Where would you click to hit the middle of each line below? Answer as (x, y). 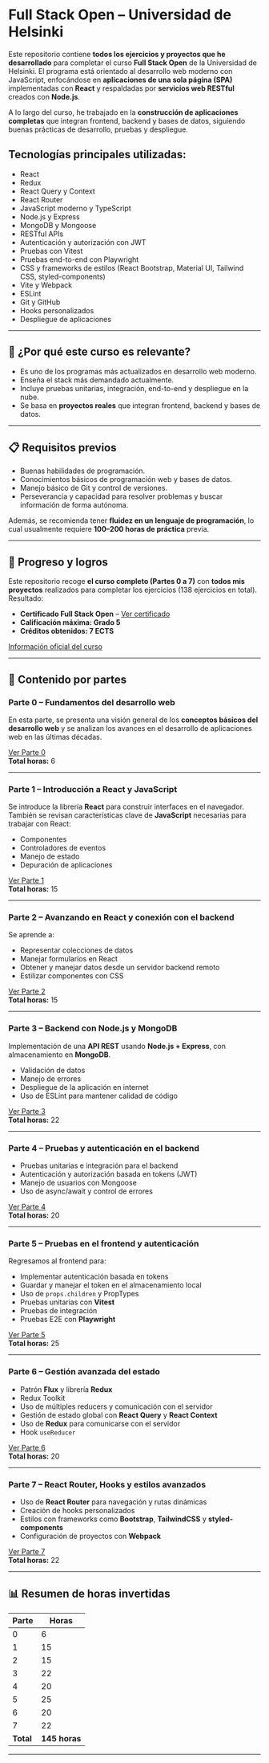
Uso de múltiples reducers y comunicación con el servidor (116, 1406)
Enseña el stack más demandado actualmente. (97, 380)
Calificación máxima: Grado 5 (70, 622)
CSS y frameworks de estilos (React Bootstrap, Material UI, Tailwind (132, 267)
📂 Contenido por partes (68, 679)
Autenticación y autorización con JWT (83, 242)
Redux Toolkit (42, 1398)
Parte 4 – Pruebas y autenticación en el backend (104, 1148)
